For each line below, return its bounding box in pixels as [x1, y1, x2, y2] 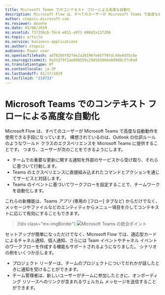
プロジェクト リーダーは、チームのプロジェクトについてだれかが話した [12, 260, 156, 266]
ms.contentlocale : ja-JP [5, 67, 56, 72]
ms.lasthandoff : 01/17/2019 [5, 71, 63, 76]
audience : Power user [5, 48, 50, 53]
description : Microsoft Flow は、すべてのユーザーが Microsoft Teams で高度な [5, 12, 159, 17]
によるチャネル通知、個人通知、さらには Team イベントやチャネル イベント [5, 237, 158, 243]
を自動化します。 [12, 187, 47, 193]
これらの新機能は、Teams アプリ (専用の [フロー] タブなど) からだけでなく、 [5, 198, 160, 204]
